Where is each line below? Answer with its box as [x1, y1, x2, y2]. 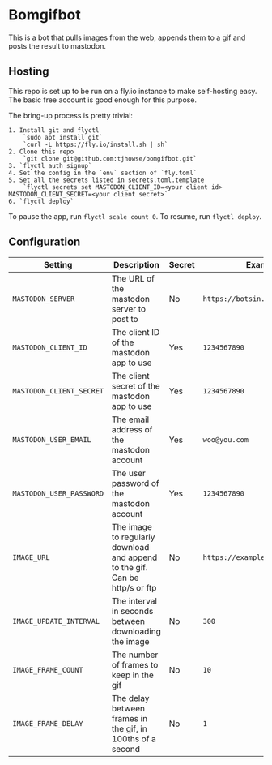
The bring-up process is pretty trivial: [8, 110, 134, 120]
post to [112, 313, 139, 324]
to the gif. [112, 561, 148, 573]
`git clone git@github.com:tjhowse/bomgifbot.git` [23, 154, 198, 163]
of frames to [112, 659, 159, 670]
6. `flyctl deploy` [8, 197, 74, 205]
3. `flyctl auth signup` [8, 161, 92, 170]
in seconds [112, 605, 154, 617]
